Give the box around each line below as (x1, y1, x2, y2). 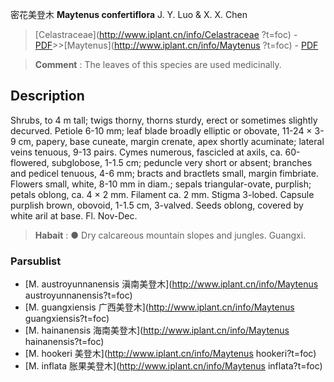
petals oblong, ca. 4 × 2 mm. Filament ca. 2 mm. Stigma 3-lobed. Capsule (10, 188, 315, 200)
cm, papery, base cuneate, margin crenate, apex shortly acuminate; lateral (18, 135, 325, 147)
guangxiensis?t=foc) (24, 313, 110, 325)
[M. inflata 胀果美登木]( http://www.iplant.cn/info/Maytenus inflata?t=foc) (24, 360, 323, 372)
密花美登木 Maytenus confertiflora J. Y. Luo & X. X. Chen (10, 9, 248, 20)
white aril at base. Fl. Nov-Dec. (10, 209, 138, 222)
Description (10, 88, 85, 105)
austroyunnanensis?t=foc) (24, 289, 133, 302)
